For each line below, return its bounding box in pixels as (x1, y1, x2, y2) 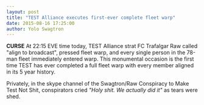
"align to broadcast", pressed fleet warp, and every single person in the (6, 49, 186, 56)
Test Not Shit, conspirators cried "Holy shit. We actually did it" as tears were (6, 86, 198, 94)
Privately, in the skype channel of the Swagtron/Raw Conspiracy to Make (6, 80, 189, 87)
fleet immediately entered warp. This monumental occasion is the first (18, 55, 194, 63)
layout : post (6, 8, 40, 15)
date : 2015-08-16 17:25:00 (6, 20, 75, 26)
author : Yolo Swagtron (6, 25, 64, 32)
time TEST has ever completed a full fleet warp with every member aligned (6, 62, 194, 69)
